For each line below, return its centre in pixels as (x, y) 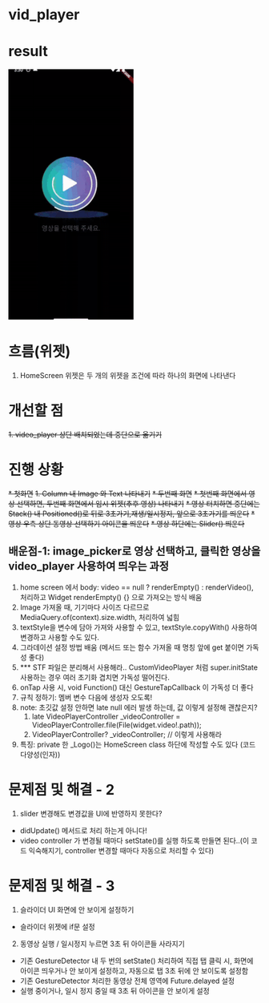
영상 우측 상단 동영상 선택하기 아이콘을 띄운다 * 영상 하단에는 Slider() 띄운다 (126, 523)
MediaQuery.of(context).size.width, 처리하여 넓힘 (100, 617)
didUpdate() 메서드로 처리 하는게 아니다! (83, 830)
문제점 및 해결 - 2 (61, 790)
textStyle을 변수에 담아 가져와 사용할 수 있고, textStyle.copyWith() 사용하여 (139, 627)
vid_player (44, 15)
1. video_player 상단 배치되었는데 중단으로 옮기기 (85, 435)
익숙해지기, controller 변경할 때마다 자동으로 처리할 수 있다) (121, 850)
